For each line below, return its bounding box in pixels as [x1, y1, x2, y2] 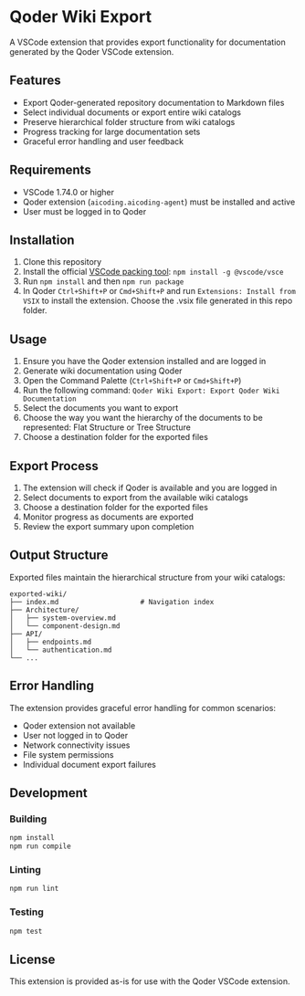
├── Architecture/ [9, 605, 79, 614]
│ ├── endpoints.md [9, 637, 92, 646]
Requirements [9, 163, 91, 178]
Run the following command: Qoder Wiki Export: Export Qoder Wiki [22, 385, 280, 396]
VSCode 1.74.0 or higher [22, 186, 114, 197]
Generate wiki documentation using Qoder [22, 365, 183, 376]
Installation [9, 232, 75, 247]
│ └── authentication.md [9, 645, 112, 655]
